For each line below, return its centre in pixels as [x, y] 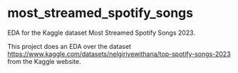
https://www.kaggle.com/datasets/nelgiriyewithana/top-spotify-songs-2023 [119, 54]
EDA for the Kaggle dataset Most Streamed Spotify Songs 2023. [102, 33]
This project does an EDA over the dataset [69, 46]
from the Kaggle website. [45, 61]
